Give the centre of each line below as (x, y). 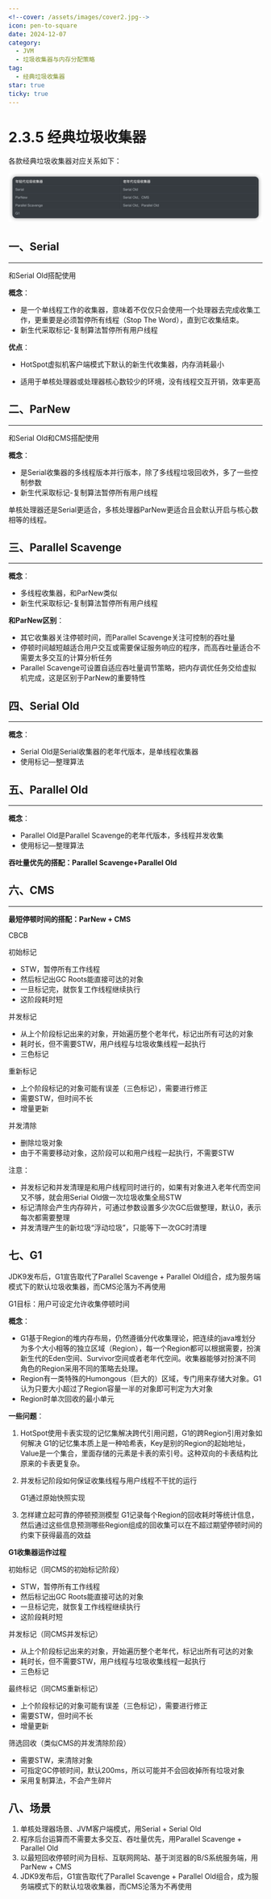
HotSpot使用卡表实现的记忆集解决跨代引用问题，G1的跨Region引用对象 (138, 1433)
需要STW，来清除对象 (56, 1760)
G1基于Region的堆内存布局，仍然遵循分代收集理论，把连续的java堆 (131, 1338)
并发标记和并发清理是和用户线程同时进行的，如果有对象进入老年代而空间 (140, 1187)
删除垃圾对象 (41, 1142)
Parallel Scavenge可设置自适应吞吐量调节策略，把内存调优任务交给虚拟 (138, 668)
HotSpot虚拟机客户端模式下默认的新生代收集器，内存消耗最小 (122, 364)
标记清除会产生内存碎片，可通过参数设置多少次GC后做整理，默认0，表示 (141, 1207)
